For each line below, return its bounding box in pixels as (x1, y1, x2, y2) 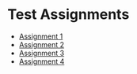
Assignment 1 (18, 31, 63, 41)
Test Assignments (7, 6, 130, 24)
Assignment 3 (18, 48, 65, 57)
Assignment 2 (18, 39, 65, 49)
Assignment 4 (18, 57, 65, 66)
